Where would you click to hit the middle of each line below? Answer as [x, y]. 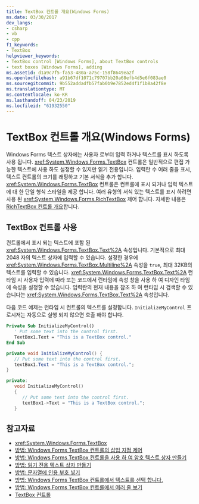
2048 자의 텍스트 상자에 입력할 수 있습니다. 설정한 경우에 [72, 258]
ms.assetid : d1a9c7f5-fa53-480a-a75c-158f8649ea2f [70, 73]
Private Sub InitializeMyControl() [50, 326]
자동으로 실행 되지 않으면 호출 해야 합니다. [75, 315]
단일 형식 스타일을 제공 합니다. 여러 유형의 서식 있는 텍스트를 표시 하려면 [108, 192]
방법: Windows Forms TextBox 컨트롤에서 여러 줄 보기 [79, 487]
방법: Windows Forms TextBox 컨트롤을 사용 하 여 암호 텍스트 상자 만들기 [101, 458]
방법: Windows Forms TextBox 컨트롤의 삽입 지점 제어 [79, 450]
